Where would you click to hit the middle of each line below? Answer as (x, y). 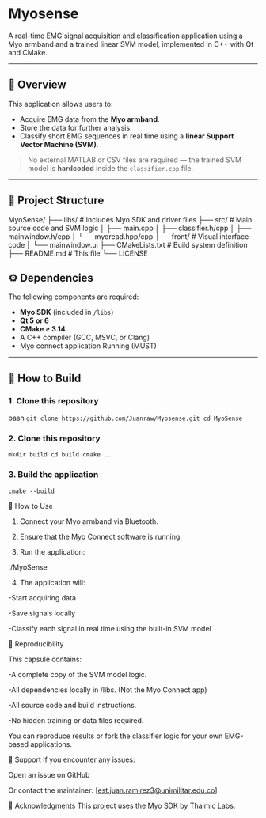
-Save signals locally (42, 613)
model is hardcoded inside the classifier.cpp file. (110, 168)
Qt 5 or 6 (34, 320)
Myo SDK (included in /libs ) (66, 312)
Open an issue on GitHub (49, 774)
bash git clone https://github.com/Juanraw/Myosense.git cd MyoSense (125, 418)
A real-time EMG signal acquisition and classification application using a (125, 36)
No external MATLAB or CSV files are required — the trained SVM (135, 160)
